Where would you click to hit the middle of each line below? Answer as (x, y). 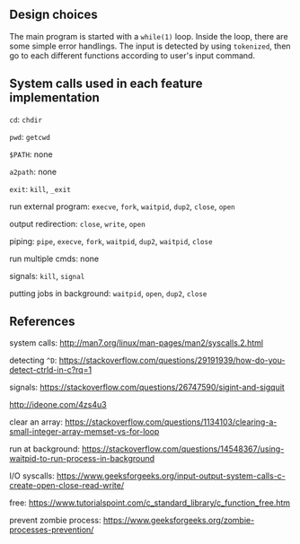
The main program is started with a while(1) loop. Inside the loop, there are (149, 36)
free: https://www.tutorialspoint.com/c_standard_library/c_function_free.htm (150, 503)
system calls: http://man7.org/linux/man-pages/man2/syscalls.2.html (136, 343)
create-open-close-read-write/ (66, 486)
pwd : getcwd (30, 136)
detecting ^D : (33, 360)
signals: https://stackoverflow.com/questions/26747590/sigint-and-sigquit (147, 387)
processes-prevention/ (52, 530)
